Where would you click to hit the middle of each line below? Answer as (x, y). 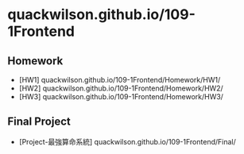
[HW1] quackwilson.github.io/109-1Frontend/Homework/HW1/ (120, 80)
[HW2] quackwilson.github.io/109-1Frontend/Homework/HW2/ (121, 88)
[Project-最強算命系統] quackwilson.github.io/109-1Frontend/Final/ (127, 141)
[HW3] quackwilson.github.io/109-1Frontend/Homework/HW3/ (121, 96)
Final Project (39, 122)
